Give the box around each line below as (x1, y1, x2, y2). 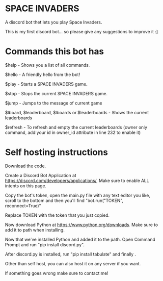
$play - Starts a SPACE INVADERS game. (5, 81, 88, 87)
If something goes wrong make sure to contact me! (5, 270, 109, 276)
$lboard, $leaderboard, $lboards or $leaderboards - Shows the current (5, 109, 149, 115)
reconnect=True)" (5, 203, 41, 208)
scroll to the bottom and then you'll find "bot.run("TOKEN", (5, 197, 124, 204)
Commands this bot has (5, 46, 104, 57)
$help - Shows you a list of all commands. (5, 62, 90, 68)
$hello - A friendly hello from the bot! (5, 72, 80, 77)
